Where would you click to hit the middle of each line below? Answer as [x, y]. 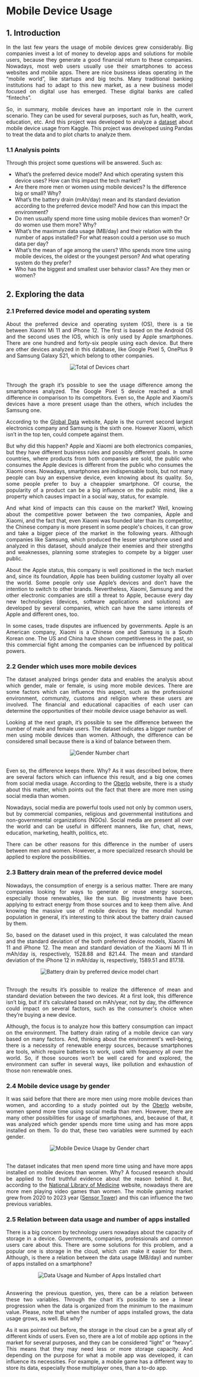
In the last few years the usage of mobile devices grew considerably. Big [99, 47]
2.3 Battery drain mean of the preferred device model [84, 872]
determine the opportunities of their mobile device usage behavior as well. [97, 711]
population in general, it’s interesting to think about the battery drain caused [99, 917]
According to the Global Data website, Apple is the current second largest [99, 422]
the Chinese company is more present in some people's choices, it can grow [99, 527]
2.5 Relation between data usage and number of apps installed [98, 1219]
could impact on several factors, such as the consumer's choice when [99, 1008]
